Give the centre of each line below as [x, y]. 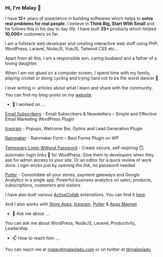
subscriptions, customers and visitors [43, 185]
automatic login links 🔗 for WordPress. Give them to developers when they [80, 155]
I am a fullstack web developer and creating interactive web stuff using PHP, [82, 44]
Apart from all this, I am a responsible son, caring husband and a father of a [81, 58]
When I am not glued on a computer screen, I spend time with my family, [78, 73]
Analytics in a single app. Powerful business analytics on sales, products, [79, 180]
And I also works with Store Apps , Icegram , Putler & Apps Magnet [71, 204]
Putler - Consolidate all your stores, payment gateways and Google [72, 175]
